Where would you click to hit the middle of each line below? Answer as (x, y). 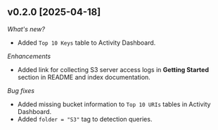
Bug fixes (21, 90)
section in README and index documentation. (84, 77)
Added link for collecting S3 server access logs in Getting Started (113, 69)
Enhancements (29, 56)
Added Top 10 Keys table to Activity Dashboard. (86, 43)
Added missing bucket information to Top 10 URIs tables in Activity (114, 104)
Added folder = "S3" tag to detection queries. (85, 119)
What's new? (26, 29)
